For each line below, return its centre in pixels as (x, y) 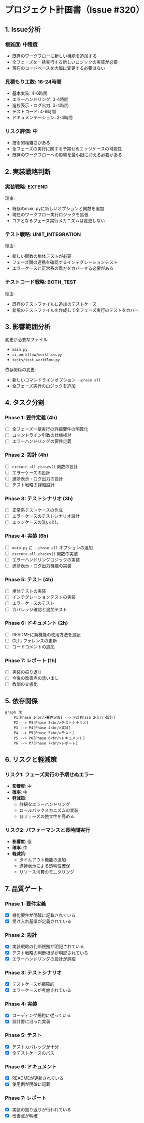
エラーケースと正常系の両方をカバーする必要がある (63, 268)
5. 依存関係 (21, 701)
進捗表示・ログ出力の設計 (37, 479)
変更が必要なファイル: (27, 339)
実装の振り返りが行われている (42, 1109)
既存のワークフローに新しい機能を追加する (54, 56)
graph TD (14, 712)
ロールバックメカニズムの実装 (49, 810)
